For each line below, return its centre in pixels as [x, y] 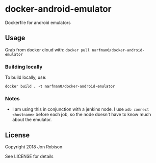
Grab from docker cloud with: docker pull [47, 49]
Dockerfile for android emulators [38, 23]
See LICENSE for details [29, 156]
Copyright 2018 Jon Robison [34, 147]
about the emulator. [32, 120]
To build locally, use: [26, 77]
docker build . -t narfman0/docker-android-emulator [60, 87]
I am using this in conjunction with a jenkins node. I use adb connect [81, 109]
